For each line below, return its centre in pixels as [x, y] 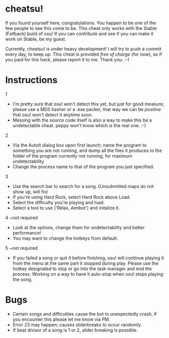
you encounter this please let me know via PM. [61, 319]
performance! [27, 233]
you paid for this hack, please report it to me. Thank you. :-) [68, 59]
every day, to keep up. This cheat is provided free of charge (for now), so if [84, 54]
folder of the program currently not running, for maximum [72, 156]
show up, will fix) [30, 192]
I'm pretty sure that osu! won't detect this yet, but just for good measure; [88, 104]
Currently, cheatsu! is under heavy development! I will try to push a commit [83, 49]
